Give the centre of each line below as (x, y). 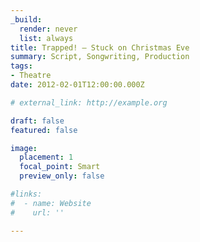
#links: (26, 194)
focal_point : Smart (60, 167)
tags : (21, 66)
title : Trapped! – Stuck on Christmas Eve (100, 47)
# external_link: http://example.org (89, 102)
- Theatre (31, 76)
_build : (26, 19)
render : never (48, 29)
